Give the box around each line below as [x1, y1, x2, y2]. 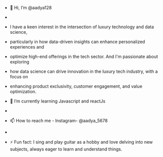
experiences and [9, 44, 45, 50]
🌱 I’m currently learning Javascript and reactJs [9, 98, 106, 104]
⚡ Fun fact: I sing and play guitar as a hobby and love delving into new [9, 139, 153, 145]
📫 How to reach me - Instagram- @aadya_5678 [9, 118, 108, 123]
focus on [9, 74, 28, 79]
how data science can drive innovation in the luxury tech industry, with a [9, 68, 158, 74]
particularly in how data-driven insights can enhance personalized [9, 39, 145, 45]
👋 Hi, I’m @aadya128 [9, 5, 52, 10]
